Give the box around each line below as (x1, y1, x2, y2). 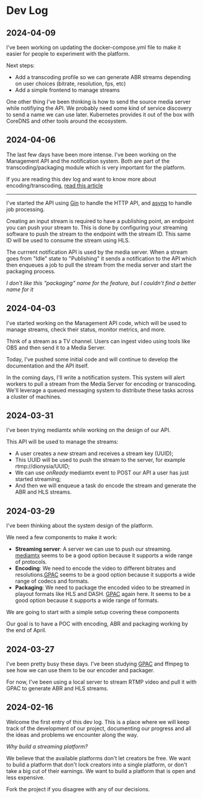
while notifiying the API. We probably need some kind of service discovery (6, 105, 192, 112)
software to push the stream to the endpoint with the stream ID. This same (6, 230, 192, 238)
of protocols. (14, 558, 47, 566)
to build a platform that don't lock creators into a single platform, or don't (6, 761, 187, 768)
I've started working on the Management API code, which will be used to (6, 319, 187, 326)
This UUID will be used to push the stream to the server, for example (14, 456, 185, 464)
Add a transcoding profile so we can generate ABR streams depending (14, 74, 192, 80)
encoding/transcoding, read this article (6, 182, 103, 189)
